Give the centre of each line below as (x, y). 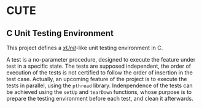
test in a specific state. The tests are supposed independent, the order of (99, 66)
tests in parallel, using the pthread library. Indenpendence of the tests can (100, 85)
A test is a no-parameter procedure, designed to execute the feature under (101, 59)
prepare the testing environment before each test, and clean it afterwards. (100, 99)
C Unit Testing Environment (60, 33)
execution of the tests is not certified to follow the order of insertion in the (100, 73)
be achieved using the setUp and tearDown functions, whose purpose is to (99, 92)
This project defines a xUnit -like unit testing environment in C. (85, 48)
